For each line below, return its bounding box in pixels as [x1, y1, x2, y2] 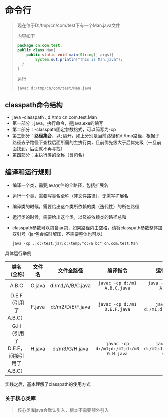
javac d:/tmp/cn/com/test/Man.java [17, 86, 92, 91]
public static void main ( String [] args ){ [26, 52, 114, 57]
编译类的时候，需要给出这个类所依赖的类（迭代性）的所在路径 [12, 203, 140, 209]
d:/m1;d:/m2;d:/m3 [95, 346, 140, 351]
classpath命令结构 [5, 101, 63, 109]
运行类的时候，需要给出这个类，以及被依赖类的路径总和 [12, 214, 126, 220]
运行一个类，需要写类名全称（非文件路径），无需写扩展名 [12, 193, 129, 199]
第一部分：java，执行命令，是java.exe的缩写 [12, 120, 104, 126]
